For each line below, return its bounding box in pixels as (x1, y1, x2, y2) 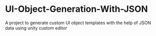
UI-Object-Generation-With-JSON (5, 3, 148, 15)
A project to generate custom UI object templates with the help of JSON (5, 20, 152, 26)
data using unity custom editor (5, 25, 68, 31)
